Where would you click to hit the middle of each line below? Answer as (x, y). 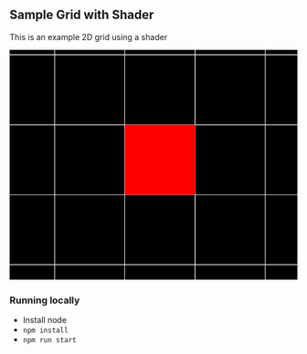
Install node (44, 320)
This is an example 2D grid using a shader (89, 36)
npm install (45, 331)
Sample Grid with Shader (82, 15)
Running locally (45, 300)
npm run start (49, 340)
